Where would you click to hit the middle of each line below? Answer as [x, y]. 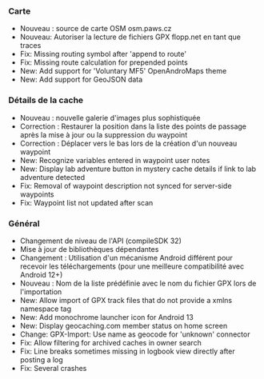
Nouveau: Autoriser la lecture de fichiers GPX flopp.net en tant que [130, 37]
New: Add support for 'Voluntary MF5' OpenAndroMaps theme [123, 71]
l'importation [41, 291]
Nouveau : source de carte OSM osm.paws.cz [96, 29]
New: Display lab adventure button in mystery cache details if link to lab [138, 169]
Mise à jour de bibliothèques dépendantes [89, 249]
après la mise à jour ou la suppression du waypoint [104, 134]
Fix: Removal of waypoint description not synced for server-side [126, 186]
